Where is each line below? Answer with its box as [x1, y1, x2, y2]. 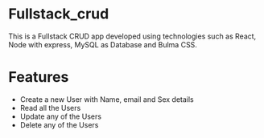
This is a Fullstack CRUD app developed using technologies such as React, [8, 31, 257, 41]
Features [8, 68, 69, 87]
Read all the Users [19, 103, 81, 112]
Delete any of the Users [19, 120, 99, 129]
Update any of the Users [19, 112, 102, 121]
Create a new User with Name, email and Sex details [19, 94, 195, 104]
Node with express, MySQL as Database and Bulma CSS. [8, 39, 197, 49]
